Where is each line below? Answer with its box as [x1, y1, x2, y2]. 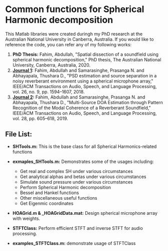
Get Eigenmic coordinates [20, 200, 74, 206]
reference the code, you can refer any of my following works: [5, 41, 132, 47]
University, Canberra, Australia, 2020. [12, 62, 91, 68]
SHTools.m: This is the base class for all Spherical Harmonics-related [12, 143, 157, 149]
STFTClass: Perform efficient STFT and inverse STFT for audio [12, 225, 143, 231]
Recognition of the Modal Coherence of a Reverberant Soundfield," [12, 105, 151, 111]
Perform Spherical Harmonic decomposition [20, 184, 111, 190]
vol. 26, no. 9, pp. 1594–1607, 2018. [12, 89, 85, 95]
